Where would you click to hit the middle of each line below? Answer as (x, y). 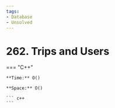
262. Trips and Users (58, 51)
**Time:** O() (23, 78)
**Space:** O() (25, 88)
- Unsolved (19, 22)
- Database (19, 17)
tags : (13, 11)
